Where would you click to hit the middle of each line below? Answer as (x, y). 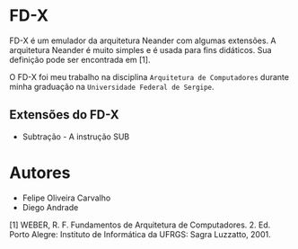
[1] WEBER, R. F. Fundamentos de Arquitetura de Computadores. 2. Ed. (140, 225)
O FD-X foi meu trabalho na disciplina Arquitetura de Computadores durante (149, 76)
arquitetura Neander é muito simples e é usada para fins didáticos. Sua (140, 49)
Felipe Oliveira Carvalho (66, 198)
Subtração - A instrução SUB (76, 137)
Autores (40, 173)
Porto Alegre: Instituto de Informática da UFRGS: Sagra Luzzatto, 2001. (140, 234)
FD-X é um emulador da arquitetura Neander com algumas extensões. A (143, 40)
